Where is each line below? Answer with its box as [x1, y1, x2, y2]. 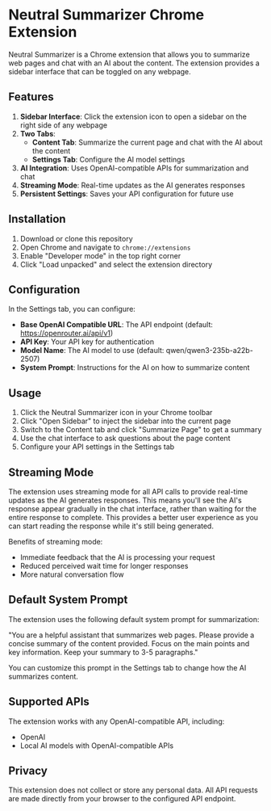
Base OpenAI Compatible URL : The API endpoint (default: [19, 320, 214, 330]
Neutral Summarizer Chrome [8, 6, 204, 24]
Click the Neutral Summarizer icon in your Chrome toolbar [19, 408, 213, 418]
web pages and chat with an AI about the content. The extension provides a [8, 58, 260, 68]
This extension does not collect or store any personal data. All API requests [8, 785, 258, 795]
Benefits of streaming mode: [8, 537, 103, 546]
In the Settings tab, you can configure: [8, 305, 135, 314]
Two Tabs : [19, 128, 56, 138]
